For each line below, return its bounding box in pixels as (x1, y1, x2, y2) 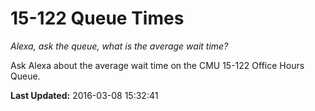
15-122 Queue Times (10, 7, 185, 30)
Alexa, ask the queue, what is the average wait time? (10, 40, 229, 52)
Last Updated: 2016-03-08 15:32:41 (10, 89, 159, 101)
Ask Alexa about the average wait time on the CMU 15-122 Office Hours (10, 59, 305, 71)
